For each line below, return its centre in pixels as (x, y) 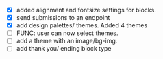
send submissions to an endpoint (63, 18)
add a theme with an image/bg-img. (67, 41)
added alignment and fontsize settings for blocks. (86, 10)
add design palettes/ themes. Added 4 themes (82, 25)
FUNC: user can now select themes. (67, 33)
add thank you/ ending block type (64, 49)
